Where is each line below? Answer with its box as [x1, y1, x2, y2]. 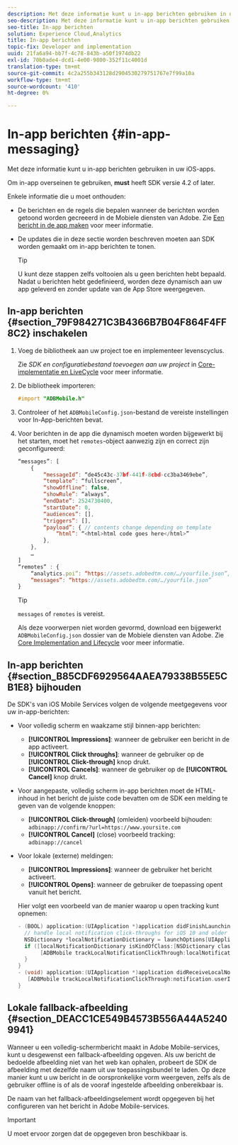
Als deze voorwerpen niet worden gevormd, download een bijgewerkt [17, 623, 222, 632]
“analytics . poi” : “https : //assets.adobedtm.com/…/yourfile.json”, [30, 570, 231, 577]
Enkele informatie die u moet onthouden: [7, 192, 126, 201]
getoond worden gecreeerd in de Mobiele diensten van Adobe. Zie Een [17, 213, 225, 222]
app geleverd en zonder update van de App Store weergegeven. [17, 285, 205, 294]
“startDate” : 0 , [43, 504, 91, 511]
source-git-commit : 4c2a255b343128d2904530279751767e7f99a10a [7, 69, 195, 77]
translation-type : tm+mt [7, 63, 81, 70]
